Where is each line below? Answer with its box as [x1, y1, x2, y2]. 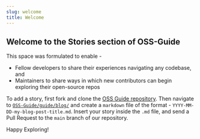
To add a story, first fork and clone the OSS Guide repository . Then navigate [6, 95, 194, 102]
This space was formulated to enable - [6, 52, 102, 60]
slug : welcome [6, 8, 42, 15]
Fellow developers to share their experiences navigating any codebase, [14, 64, 192, 72]
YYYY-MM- [172, 103, 194, 109]
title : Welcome [6, 14, 44, 20]
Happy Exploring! [6, 126, 49, 133]
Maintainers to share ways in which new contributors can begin [14, 77, 172, 84]
